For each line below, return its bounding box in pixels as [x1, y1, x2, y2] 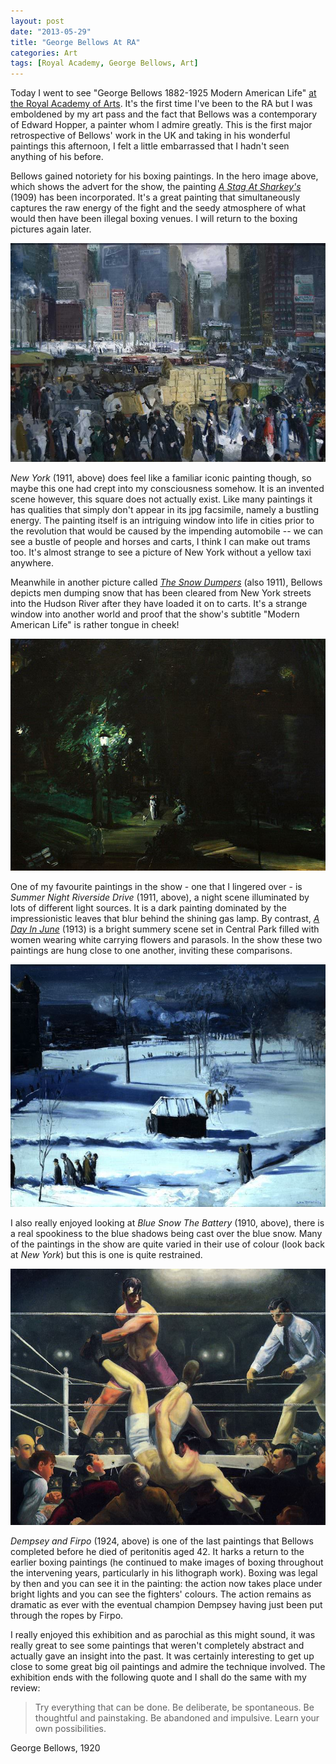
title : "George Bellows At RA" [10, 37, 141, 47]
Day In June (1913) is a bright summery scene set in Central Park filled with [10, 923, 320, 935]
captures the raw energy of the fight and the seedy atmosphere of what [10, 202, 306, 214]
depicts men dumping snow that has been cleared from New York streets [10, 587, 312, 599]
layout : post [10, 16, 65, 26]
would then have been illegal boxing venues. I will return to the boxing [10, 213, 298, 225]
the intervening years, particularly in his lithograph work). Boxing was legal [10, 1566, 318, 1579]
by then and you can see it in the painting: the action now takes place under [10, 1577, 323, 1589]
